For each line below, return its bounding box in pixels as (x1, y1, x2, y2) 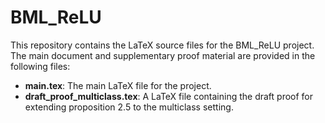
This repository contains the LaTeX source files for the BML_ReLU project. (10, 39, 315, 51)
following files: (10, 60, 71, 72)
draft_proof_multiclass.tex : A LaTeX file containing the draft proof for (24, 90, 314, 102)
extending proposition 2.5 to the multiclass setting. (24, 101, 234, 113)
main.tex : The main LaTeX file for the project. (24, 79, 212, 91)
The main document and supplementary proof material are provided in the (10, 49, 316, 61)
